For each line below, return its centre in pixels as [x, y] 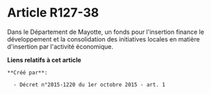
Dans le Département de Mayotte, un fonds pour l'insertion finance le [106, 32]
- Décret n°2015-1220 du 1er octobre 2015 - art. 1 [90, 84]
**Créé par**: [28, 73]
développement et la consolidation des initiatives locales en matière [104, 39]
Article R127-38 [53, 13]
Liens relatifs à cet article [44, 59]
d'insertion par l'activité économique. [60, 46]
